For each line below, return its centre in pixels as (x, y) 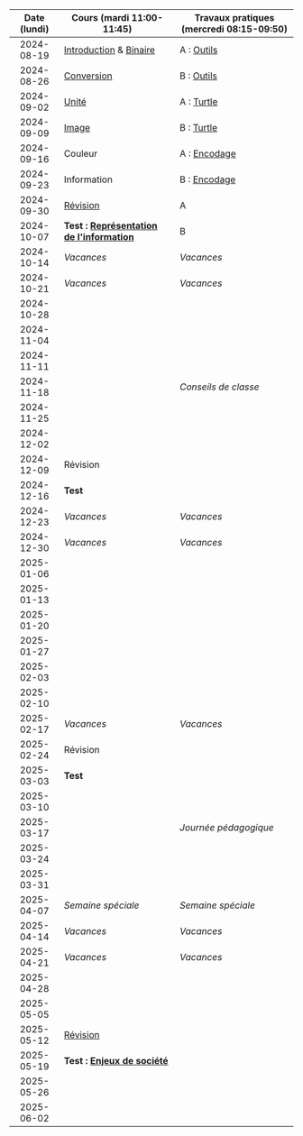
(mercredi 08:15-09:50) (234, 29)
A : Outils (199, 50)
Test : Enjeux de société (116, 1061)
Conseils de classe (220, 387)
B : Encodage (208, 179)
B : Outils (199, 76)
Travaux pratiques (234, 18)
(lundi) (34, 29)
